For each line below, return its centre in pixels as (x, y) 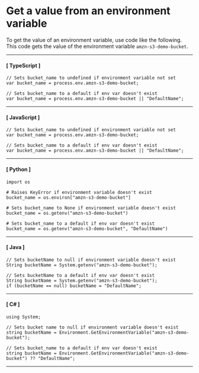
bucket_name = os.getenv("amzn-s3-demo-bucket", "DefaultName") (87, 229)
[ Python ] (19, 169)
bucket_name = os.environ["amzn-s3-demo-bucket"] (69, 197)
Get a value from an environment (88, 11)
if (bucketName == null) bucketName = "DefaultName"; (74, 286)
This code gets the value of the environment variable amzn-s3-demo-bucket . (97, 46)
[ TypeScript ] (23, 65)
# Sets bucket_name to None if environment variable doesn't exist (91, 208)
